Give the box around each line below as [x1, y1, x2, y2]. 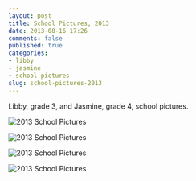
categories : [8, 49, 48, 57]
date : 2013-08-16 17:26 [8, 27, 88, 35]
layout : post [8, 11, 52, 20]
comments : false [8, 34, 63, 43]
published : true [8, 42, 63, 50]
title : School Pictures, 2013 [8, 19, 110, 27]
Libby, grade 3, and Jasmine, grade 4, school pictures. [8, 101, 189, 111]
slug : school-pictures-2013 [8, 79, 103, 87]
